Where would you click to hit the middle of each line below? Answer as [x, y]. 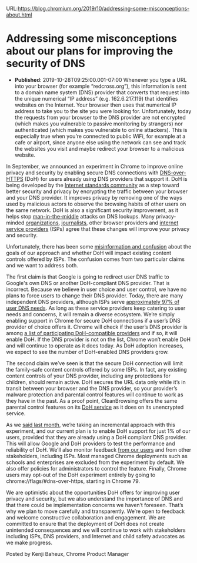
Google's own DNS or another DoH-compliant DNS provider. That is [88, 283]
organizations [42, 223]
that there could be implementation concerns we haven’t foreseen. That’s [95, 505]
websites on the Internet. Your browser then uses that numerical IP [95, 105]
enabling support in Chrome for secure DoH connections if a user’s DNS [93, 320]
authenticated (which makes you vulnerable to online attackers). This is [101, 130]
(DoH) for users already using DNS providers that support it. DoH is [106, 178]
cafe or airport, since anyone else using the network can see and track [100, 142]
